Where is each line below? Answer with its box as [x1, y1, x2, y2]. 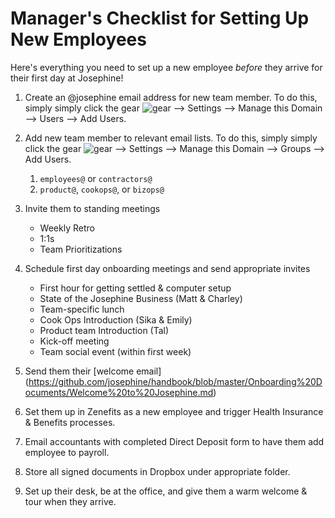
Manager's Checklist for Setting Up [10, 7, 310, 30]
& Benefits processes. [24, 416, 116, 428]
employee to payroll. [24, 446, 110, 458]
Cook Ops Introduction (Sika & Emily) [39, 313, 193, 326]
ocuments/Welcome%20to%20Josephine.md [24, 386, 214, 398]
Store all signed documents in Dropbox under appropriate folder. [24, 465, 291, 477]
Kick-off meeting [39, 335, 110, 347]
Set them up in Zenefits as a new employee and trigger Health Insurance [24, 405, 324, 417]
